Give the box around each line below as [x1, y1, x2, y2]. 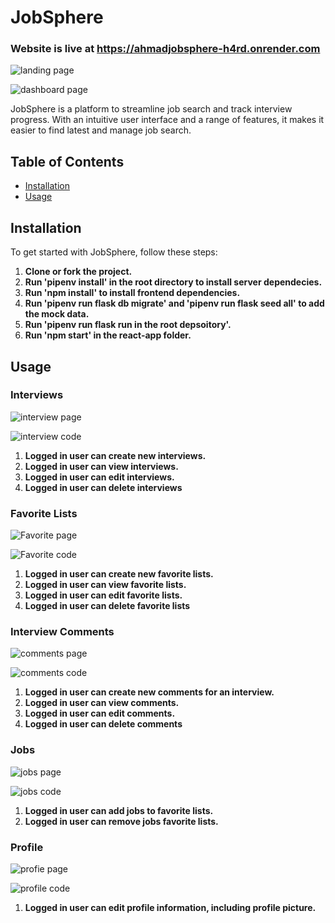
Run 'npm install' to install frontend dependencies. [24, 287, 241, 299]
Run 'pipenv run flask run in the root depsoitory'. [24, 319, 232, 331]
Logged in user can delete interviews [24, 481, 183, 493]
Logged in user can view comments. [24, 697, 180, 709]
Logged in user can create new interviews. [24, 449, 207, 461]
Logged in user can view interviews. [24, 460, 179, 472]
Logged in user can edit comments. [24, 707, 176, 720]
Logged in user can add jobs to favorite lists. [24, 804, 214, 816]
